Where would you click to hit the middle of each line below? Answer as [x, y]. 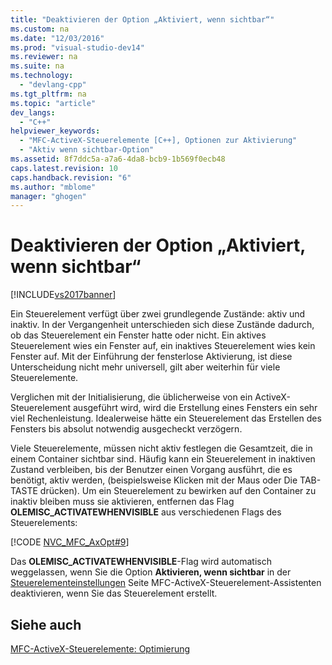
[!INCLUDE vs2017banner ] [63, 295]
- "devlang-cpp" [53, 85]
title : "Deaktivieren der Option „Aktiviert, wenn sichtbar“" [142, 19]
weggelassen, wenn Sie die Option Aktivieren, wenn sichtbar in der [151, 572]
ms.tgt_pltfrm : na [48, 94]
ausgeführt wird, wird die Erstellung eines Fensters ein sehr [195, 408]
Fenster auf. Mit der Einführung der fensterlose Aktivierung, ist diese [151, 357]
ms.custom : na [40, 29]
